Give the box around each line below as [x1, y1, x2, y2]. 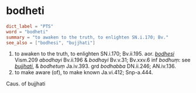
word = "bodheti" [6, 29, 49, 35]
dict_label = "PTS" [6, 23, 54, 29]
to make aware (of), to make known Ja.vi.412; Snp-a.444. [14, 69, 153, 76]
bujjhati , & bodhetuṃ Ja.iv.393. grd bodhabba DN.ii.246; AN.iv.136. [14, 63, 177, 70]
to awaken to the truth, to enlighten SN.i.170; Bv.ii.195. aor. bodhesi [14, 50, 174, 57]
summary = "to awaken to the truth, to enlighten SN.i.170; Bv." [6, 34, 169, 40]
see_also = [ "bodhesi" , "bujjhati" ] [6, 40, 95, 46]
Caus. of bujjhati [6, 80, 46, 87]
